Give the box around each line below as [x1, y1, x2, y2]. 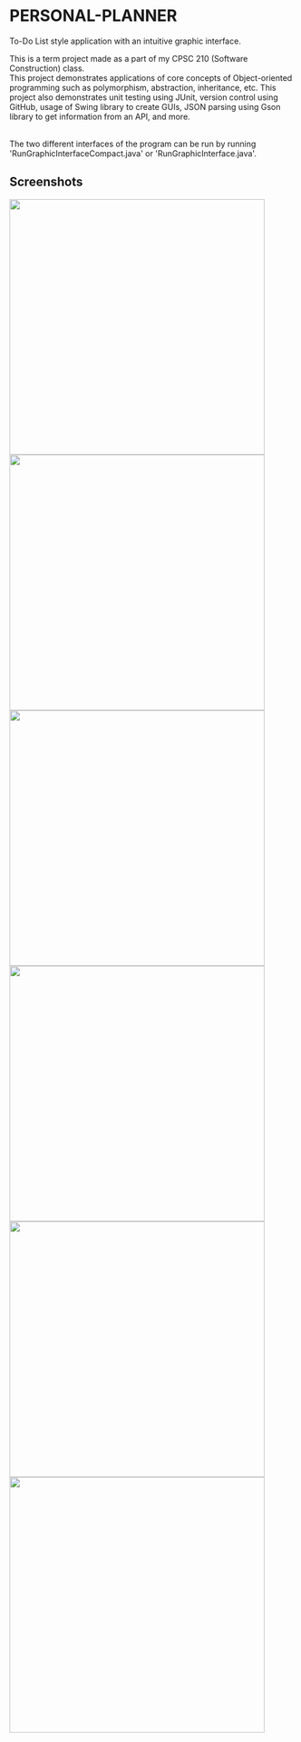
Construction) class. [9, 63, 85, 74]
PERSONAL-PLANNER [9, 5, 178, 26]
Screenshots [9, 174, 83, 190]
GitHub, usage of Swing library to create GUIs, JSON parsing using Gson [9, 101, 281, 112]
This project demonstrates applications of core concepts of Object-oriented [9, 72, 293, 83]
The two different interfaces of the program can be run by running [9, 138, 257, 149]
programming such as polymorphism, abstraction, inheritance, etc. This [9, 82, 277, 93]
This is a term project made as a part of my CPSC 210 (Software [9, 53, 248, 64]
